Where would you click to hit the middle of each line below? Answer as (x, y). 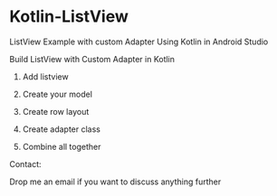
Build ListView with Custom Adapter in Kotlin (92, 59)
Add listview (46, 76)
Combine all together (62, 146)
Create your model (57, 94)
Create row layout (56, 111)
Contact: (26, 163)
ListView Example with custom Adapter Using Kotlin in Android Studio (139, 42)
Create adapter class (62, 129)
